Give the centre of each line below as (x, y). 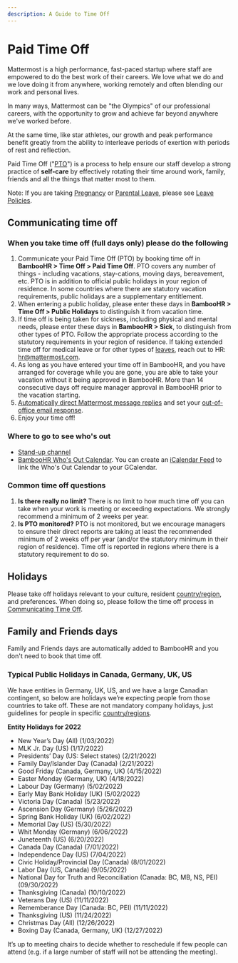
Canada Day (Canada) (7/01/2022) (68, 847)
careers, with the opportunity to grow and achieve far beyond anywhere (113, 113)
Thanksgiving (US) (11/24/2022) (64, 915)
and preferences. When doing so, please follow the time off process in (110, 601)
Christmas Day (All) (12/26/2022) (66, 922)
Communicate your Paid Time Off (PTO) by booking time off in (109, 258)
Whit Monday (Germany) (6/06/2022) (73, 832)
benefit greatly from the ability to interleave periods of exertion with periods (119, 142)
